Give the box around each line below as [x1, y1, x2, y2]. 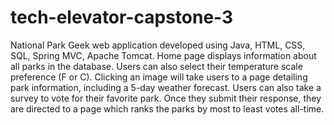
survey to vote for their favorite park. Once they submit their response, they [10, 92, 322, 104]
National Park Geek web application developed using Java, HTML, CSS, [10, 39, 306, 51]
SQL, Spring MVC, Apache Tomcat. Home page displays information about [10, 49, 317, 61]
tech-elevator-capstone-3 [10, 6, 234, 29]
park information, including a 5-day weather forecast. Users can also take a [10, 81, 322, 93]
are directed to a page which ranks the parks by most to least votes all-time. [10, 102, 325, 115]
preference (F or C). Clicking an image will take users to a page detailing [10, 71, 308, 83]
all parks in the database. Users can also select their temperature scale [10, 60, 303, 72]
